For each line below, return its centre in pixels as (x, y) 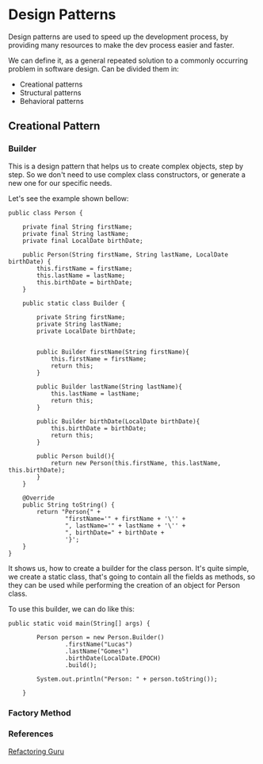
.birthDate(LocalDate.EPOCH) (112, 658)
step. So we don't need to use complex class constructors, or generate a (127, 174)
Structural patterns (50, 92)
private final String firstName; (78, 227)
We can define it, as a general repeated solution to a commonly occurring (128, 60)
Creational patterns (51, 84)
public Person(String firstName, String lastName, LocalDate (125, 255)
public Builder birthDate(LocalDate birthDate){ (118, 421)
